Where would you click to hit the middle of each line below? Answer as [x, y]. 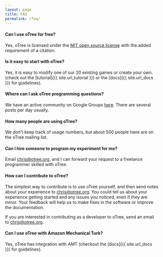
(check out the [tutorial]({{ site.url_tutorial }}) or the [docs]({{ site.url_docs [79, 77]
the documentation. [25, 207]
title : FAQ [16, 14]
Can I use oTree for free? [30, 34]
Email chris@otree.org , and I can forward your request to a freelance [74, 159]
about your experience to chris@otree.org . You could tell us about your [76, 192]
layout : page [18, 10]
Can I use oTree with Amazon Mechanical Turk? [54, 233]
